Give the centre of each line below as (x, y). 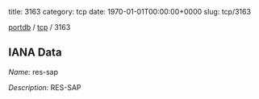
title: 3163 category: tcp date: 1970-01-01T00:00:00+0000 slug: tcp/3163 (130, 12)
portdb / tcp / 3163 (40, 27)
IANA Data (35, 53)
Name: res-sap (33, 72)
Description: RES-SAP (45, 87)
